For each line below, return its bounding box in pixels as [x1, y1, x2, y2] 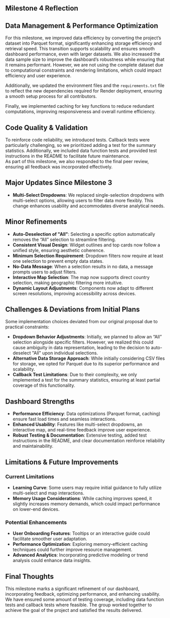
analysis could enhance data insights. [12, 558, 91, 564]
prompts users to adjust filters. [12, 269, 77, 275]
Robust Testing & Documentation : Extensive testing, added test [12, 432, 147, 439]
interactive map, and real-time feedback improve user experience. [12, 427, 151, 433]
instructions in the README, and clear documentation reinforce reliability [12, 438, 165, 444]
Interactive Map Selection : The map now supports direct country [12, 274, 150, 280]
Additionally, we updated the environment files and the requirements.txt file [5, 82, 165, 88]
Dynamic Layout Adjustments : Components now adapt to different [12, 285, 154, 291]
